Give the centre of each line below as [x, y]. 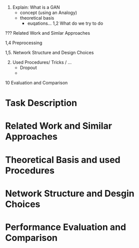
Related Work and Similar [59, 126]
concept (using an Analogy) [48, 13]
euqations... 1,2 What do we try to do [65, 23]
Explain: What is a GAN [36, 7]
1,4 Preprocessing [24, 43]
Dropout [28, 68]
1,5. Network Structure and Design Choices [49, 53]
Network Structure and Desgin [70, 193]
